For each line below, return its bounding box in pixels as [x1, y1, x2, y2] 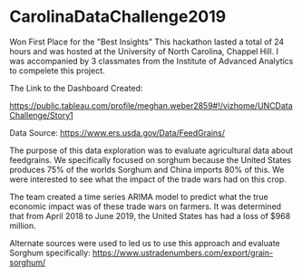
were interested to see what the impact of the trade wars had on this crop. [9, 174, 287, 185]
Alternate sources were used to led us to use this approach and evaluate [9, 237, 280, 248]
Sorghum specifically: [9, 247, 91, 258]
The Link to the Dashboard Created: [9, 82, 143, 93]
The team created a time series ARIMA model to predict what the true [9, 191, 269, 202]
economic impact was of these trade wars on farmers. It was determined [9, 201, 282, 212]
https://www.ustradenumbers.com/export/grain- [92, 247, 274, 258]
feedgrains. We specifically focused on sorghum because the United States [9, 154, 292, 165]
